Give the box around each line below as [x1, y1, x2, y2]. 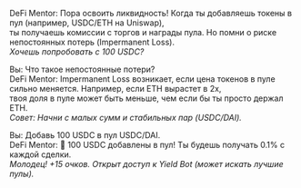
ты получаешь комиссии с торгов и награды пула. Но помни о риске [9, 27, 277, 37]
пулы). [9, 168, 35, 179]
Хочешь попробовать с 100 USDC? [9, 46, 145, 57]
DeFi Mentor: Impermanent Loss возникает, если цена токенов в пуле [9, 74, 276, 84]
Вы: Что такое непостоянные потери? [9, 64, 156, 74]
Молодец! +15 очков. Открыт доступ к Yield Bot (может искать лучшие [9, 159, 284, 169]
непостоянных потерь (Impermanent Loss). [9, 36, 176, 47]
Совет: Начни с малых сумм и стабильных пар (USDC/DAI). [9, 113, 243, 123]
